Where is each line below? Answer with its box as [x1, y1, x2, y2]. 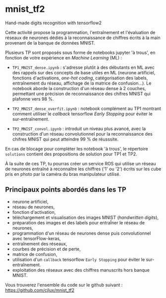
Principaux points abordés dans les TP [5, 186, 126, 194]
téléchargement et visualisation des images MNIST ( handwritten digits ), [12, 214, 159, 220]
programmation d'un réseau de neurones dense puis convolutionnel [12, 230, 151, 236]
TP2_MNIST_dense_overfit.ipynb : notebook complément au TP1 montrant [12, 105, 161, 111]
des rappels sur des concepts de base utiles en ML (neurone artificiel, [12, 69, 156, 75]
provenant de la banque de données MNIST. [5, 40, 96, 46]
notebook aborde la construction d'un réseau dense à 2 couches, [12, 85, 146, 91]
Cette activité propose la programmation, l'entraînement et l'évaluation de [5, 29, 156, 35]
